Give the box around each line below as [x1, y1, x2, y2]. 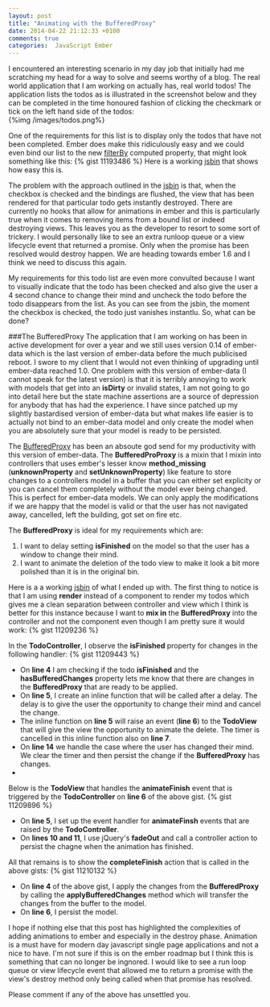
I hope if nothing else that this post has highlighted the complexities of [8, 923, 241, 933]
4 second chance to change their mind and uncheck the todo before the [8, 291, 247, 300]
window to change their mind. [19, 549, 119, 560]
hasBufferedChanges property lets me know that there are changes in [19, 673, 255, 683]
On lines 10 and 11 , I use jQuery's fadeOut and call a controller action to [19, 833, 258, 843]
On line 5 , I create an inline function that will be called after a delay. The [19, 690, 258, 701]
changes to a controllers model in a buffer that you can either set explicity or [8, 476, 262, 486]
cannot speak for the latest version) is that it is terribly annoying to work [8, 375, 247, 384]
